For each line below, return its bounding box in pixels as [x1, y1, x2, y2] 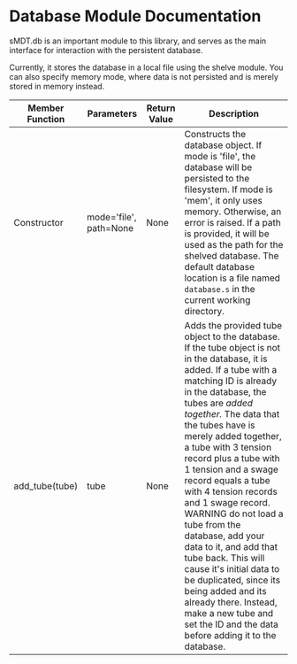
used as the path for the [184, 238, 284, 251]
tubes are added [184, 397, 254, 409]
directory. [184, 305, 225, 317]
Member [27, 102, 65, 114]
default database [184, 260, 255, 273]
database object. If [184, 139, 263, 151]
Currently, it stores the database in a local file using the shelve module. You [9, 62, 284, 73]
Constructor [13, 216, 64, 228]
